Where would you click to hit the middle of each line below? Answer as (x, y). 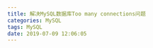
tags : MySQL (25, 27)
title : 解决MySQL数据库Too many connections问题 (77, 14)
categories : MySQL (34, 20)
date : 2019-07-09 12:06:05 (47, 34)
